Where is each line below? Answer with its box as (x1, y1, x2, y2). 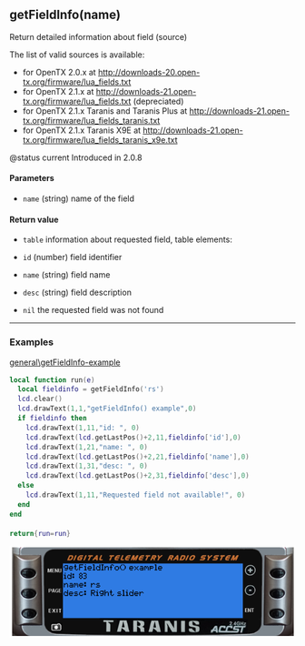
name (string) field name (22, 269, 111, 280)
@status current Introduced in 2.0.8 (9, 152, 143, 163)
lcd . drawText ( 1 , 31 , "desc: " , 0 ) (25, 461, 148, 471)
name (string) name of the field (22, 193, 134, 204)
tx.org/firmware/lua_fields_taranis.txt (22, 115, 161, 126)
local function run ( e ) (9, 375, 95, 385)
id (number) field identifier (22, 252, 123, 263)
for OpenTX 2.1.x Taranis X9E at (22, 125, 142, 136)
